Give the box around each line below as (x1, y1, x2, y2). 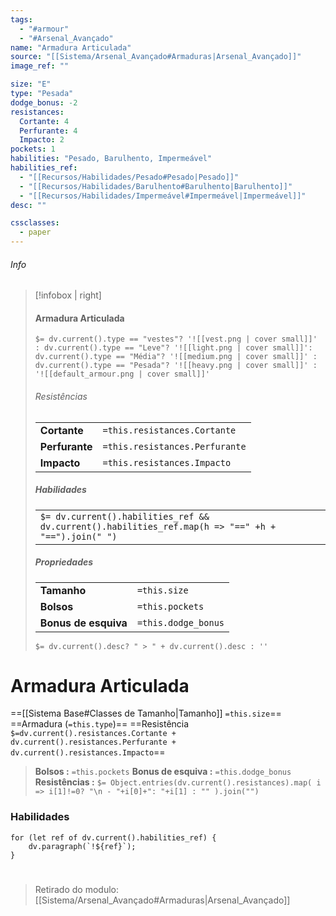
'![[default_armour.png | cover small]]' (34, 369, 210, 380)
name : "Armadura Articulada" (10, 42, 132, 53)
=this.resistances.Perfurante (102, 441, 247, 452)
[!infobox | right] (34, 289, 102, 301)
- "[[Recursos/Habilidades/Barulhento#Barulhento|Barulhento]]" (19, 181, 293, 191)
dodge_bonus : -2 (10, 97, 78, 108)
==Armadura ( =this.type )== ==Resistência (10, 718, 190, 730)
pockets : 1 (10, 144, 56, 155)
